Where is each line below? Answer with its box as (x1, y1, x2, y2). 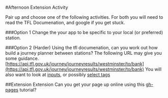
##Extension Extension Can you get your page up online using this (5, 81, 145, 87)
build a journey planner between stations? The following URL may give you (5, 50, 162, 56)
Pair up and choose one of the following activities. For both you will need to (5, 14, 163, 20)
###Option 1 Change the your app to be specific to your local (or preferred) (5, 29, 163, 35)
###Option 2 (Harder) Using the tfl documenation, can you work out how (5, 45, 158, 50)
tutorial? (19, 87, 37, 93)
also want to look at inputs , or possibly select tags (5, 72, 110, 78)
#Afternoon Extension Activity (5, 5, 68, 10)
